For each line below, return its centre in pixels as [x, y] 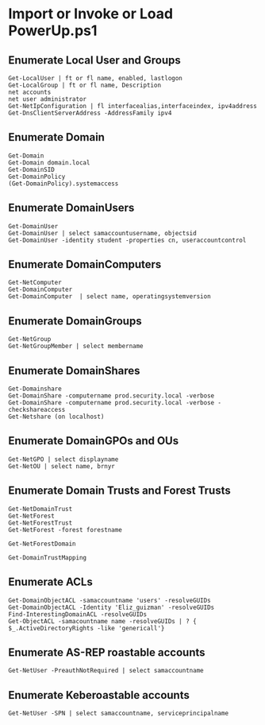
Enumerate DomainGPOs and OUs [94, 441]
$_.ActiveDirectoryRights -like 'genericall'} [86, 628]
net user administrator [48, 99]
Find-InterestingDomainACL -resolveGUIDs [78, 614]
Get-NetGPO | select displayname [63, 459]
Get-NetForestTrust [40, 523]
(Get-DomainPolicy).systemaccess [63, 184]
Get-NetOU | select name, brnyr [61, 466]
